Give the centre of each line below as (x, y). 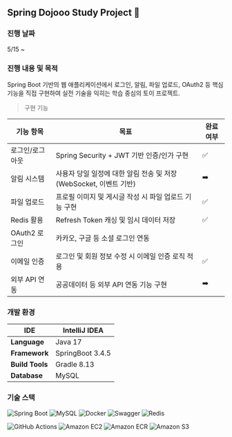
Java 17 (68, 342)
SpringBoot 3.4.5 (83, 354)
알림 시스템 (28, 179)
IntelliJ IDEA (83, 330)
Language (28, 342)
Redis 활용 (27, 220)
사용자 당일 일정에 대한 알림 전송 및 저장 (116, 173)
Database (27, 376)
